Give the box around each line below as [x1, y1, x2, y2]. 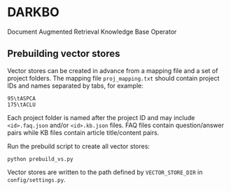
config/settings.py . [7, 175, 66, 183]
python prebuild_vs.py [7, 155, 73, 162]
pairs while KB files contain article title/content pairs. [7, 128, 160, 137]
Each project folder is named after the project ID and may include [7, 113, 195, 121]
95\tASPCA [7, 95, 36, 102]
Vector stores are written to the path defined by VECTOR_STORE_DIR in [7, 168, 203, 176]
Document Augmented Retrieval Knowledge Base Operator [7, 27, 177, 36]
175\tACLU [7, 101, 36, 108]
